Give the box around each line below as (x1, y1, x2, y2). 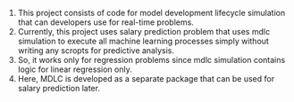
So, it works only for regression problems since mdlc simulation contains (17, 55, 286, 65)
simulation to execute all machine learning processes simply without (17, 35, 270, 46)
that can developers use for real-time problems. (17, 17, 194, 27)
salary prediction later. (17, 83, 101, 93)
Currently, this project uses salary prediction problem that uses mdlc (17, 27, 271, 36)
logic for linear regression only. (17, 64, 132, 75)
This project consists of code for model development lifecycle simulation (17, 8, 286, 18)
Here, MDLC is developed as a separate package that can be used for (17, 74, 275, 83)
